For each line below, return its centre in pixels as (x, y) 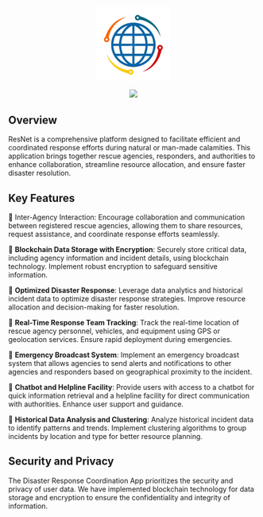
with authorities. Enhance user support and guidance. (96, 404)
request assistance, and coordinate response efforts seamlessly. (114, 234)
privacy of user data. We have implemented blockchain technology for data (131, 489)
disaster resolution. (40, 173)
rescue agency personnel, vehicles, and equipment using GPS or (114, 331)
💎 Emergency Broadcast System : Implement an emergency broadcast (124, 355)
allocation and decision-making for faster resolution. (94, 307)
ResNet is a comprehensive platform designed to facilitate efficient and (124, 139)
